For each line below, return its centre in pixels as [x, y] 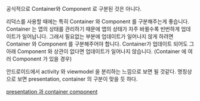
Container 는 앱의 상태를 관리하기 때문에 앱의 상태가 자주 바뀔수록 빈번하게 [93, 29]
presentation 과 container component [52, 92]
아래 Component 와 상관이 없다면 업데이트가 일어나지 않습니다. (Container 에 [96, 51]
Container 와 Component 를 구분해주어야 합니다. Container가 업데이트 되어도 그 [100, 44]
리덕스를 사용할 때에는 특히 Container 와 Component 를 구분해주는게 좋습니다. [98, 22]
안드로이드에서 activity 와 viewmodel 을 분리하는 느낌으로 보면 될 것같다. [91, 71]
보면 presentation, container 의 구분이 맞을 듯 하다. [78, 79]
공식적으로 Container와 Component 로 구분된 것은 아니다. [74, 9]
